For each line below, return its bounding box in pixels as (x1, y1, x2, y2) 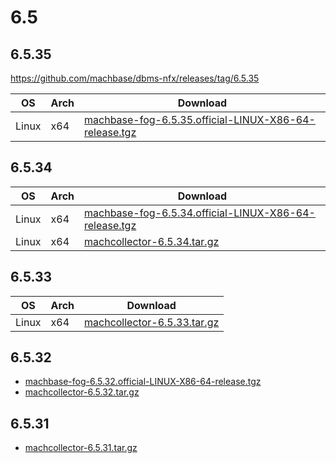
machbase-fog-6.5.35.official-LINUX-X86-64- (84, 113, 316, 126)
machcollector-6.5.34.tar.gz (84, 234, 220, 248)
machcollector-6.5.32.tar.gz (24, 386, 140, 398)
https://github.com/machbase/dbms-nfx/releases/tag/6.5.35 (10, 72, 260, 84)
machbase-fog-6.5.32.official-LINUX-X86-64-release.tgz (24, 376, 262, 388)
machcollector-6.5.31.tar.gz (24, 442, 138, 454)
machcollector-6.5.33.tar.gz (84, 315, 220, 329)
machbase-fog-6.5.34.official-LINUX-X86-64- (84, 206, 316, 220)
